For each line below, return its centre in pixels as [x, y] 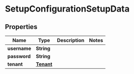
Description [71, 40]
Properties [21, 27]
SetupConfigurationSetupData [67, 9]
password [19, 56]
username [19, 48]
